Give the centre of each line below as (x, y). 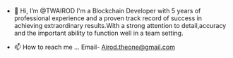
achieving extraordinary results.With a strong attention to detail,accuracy (120, 26)
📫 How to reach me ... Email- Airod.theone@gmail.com (94, 47)
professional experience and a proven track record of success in (108, 18)
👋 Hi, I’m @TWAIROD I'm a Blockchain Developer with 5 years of (107, 11)
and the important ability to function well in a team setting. (98, 33)
